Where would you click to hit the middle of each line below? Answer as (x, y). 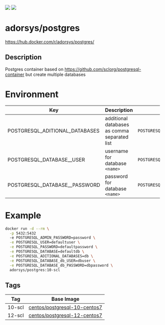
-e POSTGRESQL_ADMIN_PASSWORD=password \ (53, 238)
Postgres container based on (34, 69)
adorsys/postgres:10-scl (35, 270)
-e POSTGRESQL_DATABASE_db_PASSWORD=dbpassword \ (61, 265)
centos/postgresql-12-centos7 (66, 316)
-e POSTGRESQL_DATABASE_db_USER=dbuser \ (53, 261)
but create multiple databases (55, 74)
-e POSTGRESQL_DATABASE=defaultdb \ (47, 252)
